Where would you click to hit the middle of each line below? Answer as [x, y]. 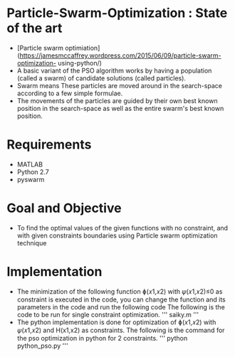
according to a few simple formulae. [70, 93]
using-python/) [80, 63]
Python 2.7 [33, 171]
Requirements [49, 145]
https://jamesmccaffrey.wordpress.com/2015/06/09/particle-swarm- [120, 55]
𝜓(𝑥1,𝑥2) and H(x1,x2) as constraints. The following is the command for [121, 330]
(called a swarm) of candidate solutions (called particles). [101, 78]
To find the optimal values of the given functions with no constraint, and [122, 228]
